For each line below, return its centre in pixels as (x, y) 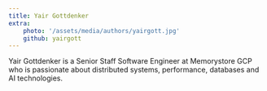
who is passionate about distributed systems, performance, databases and (134, 70)
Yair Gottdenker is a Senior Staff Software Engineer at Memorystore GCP (130, 61)
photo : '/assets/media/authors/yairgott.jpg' (102, 31)
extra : (20, 23)
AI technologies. (36, 78)
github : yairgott (53, 38)
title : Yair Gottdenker (49, 16)
